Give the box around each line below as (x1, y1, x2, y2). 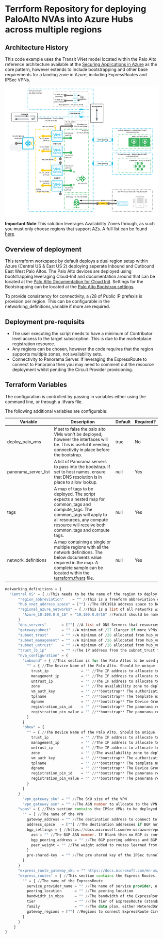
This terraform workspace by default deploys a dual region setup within (5, 258, 148, 264)
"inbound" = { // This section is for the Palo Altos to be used (22, 658, 155, 663)
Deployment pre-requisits (5, 318, 85, 326)
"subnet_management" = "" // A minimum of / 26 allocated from (17, 637, 145, 643)
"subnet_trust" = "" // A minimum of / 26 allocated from (17, 633, 145, 637)
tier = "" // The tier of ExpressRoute (26, 899, 142, 904)
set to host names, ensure (54, 469, 106, 474)
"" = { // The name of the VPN (22, 812, 83, 817)
